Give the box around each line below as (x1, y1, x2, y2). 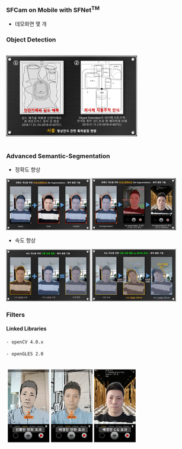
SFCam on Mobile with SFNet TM (6, 5, 100, 14)
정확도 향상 (14, 166, 41, 173)
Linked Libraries (6, 325, 47, 332)
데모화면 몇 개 (14, 20, 47, 27)
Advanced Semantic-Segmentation (6, 152, 110, 160)
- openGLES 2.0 (6, 351, 44, 357)
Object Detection (6, 35, 56, 43)
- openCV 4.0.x (6, 339, 44, 345)
